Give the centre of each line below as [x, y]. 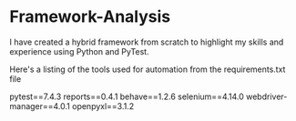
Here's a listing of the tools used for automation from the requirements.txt [148, 69]
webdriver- [266, 96]
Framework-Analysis [90, 17]
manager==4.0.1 [40, 106]
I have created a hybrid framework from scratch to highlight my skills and [147, 42]
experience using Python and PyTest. [79, 51]
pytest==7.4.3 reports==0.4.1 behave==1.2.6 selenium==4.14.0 [127, 96]
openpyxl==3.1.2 [103, 106]
